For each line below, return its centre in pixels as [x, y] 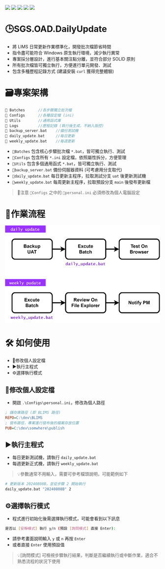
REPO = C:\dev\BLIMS [24, 418]
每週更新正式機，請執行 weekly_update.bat [55, 464]
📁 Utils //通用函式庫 [33, 121]
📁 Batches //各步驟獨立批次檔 [39, 110]
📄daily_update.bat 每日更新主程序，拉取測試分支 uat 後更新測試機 [79, 176]
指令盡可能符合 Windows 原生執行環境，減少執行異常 [66, 53]
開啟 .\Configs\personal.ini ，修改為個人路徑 [59, 403]
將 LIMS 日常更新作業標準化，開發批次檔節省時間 [62, 46]
